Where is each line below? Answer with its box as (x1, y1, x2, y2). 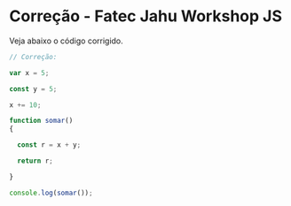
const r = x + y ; (17, 141, 82, 149)
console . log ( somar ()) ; (9, 188, 93, 197)
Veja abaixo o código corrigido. (9, 35, 124, 46)
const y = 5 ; (9, 84, 58, 94)
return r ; (17, 156, 53, 165)
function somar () (9, 117, 74, 126)
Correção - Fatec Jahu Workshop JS (9, 6, 282, 27)
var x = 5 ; (9, 68, 50, 77)
